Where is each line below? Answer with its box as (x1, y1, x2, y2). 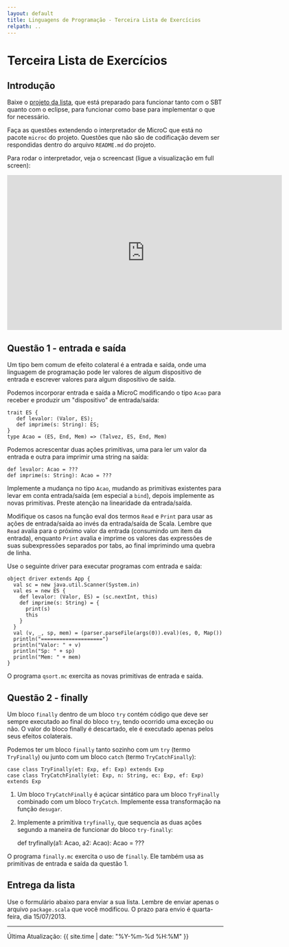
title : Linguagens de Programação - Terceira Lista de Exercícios (7, 17, 201, 23)
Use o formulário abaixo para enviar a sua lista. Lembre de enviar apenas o (7, 897, 220, 906)
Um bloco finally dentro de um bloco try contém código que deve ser (7, 710, 209, 718)
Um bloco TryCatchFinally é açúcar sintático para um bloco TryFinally (16, 790, 220, 798)
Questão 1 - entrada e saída (7, 342, 127, 354)
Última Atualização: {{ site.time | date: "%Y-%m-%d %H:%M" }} (7, 932, 189, 940)
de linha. (7, 549, 32, 557)
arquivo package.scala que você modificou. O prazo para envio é (7, 905, 191, 913)
